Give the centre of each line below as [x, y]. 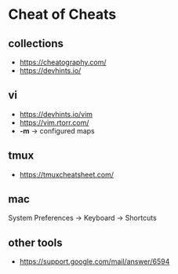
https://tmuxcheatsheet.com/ [66, 174]
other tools [35, 242]
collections [36, 44]
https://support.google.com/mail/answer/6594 [94, 261]
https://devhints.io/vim [56, 114]
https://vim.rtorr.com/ [54, 122]
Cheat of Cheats [62, 15]
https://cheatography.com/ [63, 62]
